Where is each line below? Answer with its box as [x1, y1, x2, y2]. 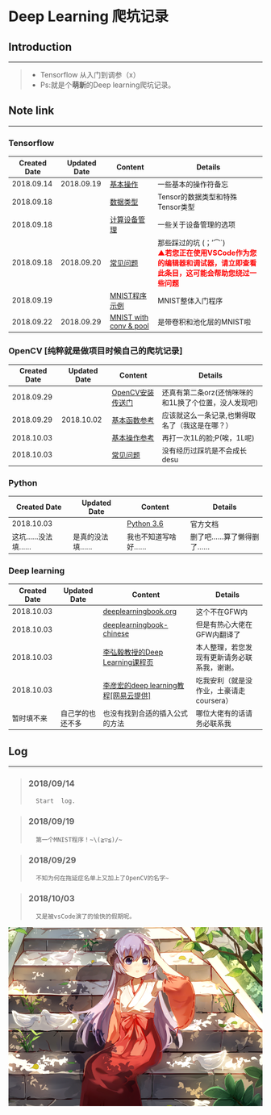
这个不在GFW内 [195, 607, 248, 616]
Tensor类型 [156, 203, 195, 212]
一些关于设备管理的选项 [156, 219, 236, 230]
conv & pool [110, 321, 149, 331]
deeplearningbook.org [102, 607, 177, 616]
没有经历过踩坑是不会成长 [161, 445, 248, 456]
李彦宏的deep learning [102, 680, 177, 690]
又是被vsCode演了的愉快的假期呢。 [35, 912, 135, 921]
